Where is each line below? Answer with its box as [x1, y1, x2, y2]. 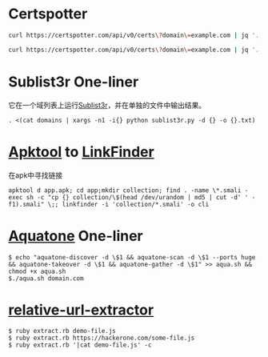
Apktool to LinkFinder [8, 142, 154, 161]
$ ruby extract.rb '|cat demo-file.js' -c [8, 341, 152, 349]
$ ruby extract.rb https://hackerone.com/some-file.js [8, 334, 195, 343]
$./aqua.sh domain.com [8, 274, 84, 283]
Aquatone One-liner [8, 227, 143, 245]
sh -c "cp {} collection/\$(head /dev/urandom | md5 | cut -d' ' [26, 193, 249, 201]
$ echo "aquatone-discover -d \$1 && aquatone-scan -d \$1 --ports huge [8, 253, 256, 261]
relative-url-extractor [8, 301, 154, 319]
